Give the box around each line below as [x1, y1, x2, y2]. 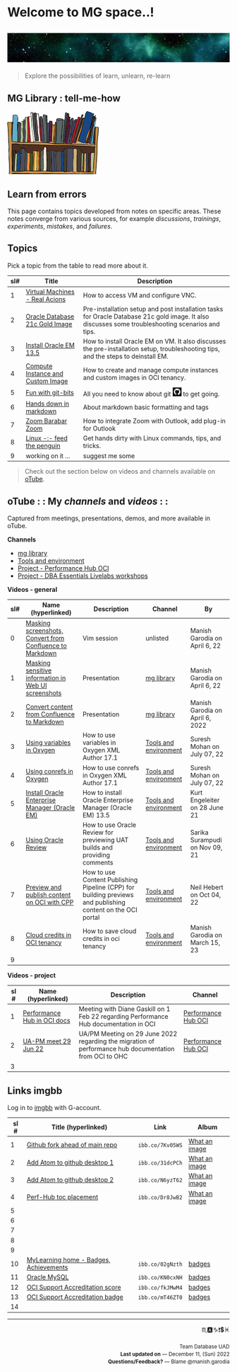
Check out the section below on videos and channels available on [24, 467, 216, 476]
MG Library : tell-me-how [7, 92, 121, 104]
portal [82, 913, 100, 922]
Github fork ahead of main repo [26, 1141, 118, 1149]
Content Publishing [82, 876, 138, 884]
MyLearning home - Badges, [26, 1256, 111, 1264]
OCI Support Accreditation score [26, 1283, 121, 1291]
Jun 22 [23, 1045, 44, 1053]
